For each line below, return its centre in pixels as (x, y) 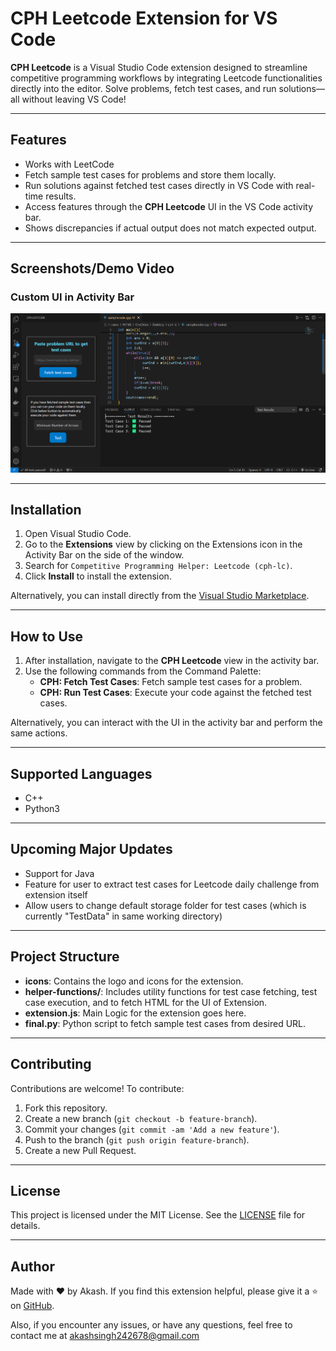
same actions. (39, 733)
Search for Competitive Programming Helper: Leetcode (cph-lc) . (158, 566)
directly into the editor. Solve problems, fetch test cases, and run (143, 88)
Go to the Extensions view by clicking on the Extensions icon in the (163, 544)
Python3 (42, 809)
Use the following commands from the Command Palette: (143, 671)
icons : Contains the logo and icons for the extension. (134, 981)
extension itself (56, 894)
